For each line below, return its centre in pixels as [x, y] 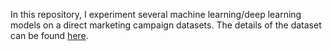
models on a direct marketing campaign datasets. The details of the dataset [166, 25]
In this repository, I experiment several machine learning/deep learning [156, 14]
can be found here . [49, 35]
